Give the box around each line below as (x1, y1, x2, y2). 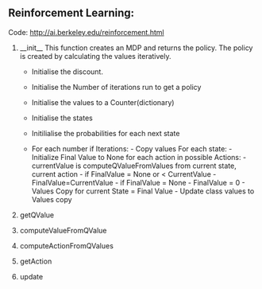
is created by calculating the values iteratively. (19, 51, 171, 61)
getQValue (19, 210, 54, 220)
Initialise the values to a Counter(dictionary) (31, 97, 175, 107)
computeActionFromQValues (19, 240, 114, 250)
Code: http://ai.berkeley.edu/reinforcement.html (8, 27, 164, 37)
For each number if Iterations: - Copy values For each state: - (31, 143, 233, 154)
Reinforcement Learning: (8, 6, 135, 20)
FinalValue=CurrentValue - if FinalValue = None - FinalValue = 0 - (31, 178, 245, 187)
